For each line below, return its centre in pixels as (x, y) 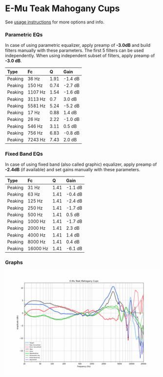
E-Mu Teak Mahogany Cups (62, 9)
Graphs (14, 262)
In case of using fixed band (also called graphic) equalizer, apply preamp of (81, 164)
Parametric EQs (24, 35)
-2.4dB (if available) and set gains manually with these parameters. (73, 170)
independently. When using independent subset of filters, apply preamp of (80, 56)
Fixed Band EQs (24, 154)
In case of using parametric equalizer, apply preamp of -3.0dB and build (78, 45)
